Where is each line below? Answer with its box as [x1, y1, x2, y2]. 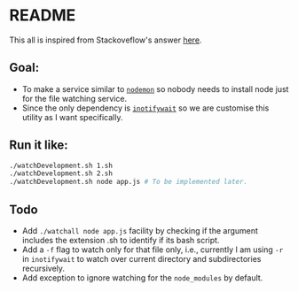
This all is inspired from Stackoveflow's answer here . [9, 35, 202, 45]
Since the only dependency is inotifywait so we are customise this [21, 103, 270, 113]
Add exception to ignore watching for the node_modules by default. [21, 273, 263, 283]
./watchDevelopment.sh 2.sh [9, 169, 114, 178]
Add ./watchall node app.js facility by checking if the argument [21, 226, 259, 235]
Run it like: [9, 138, 68, 153]
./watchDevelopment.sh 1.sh [9, 161, 114, 170]
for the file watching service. [21, 93, 127, 104]
